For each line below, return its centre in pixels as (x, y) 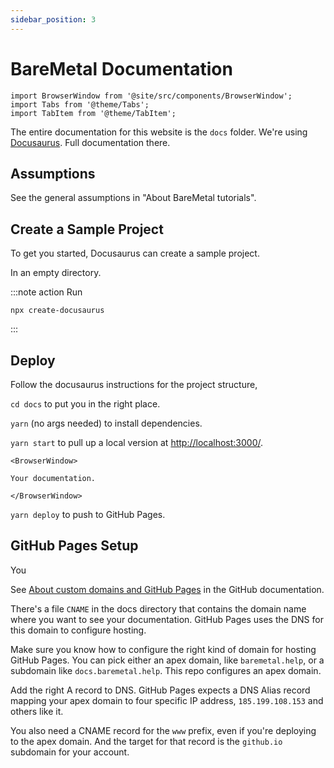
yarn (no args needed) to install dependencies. (106, 423)
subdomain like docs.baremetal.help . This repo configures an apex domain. (166, 670)
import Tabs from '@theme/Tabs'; (80, 104)
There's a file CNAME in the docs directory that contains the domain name (158, 608)
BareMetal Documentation (121, 68)
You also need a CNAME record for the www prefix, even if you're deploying (163, 730)
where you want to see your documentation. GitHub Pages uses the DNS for (167, 619)
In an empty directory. (56, 273)
